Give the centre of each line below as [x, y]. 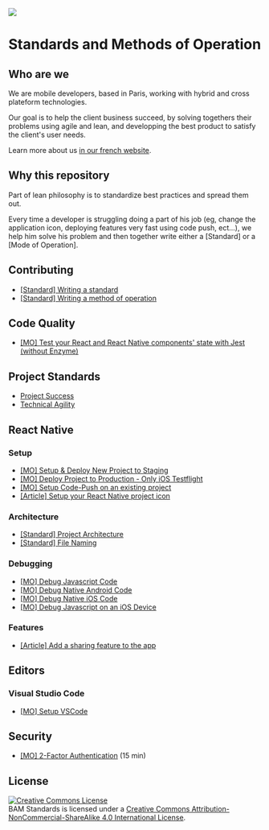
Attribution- [211, 809]
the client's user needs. [47, 134]
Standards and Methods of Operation [135, 45]
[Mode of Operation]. [43, 245]
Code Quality [42, 323]
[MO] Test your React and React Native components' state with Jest [132, 343]
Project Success [47, 396]
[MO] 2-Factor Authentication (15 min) [83, 756]
